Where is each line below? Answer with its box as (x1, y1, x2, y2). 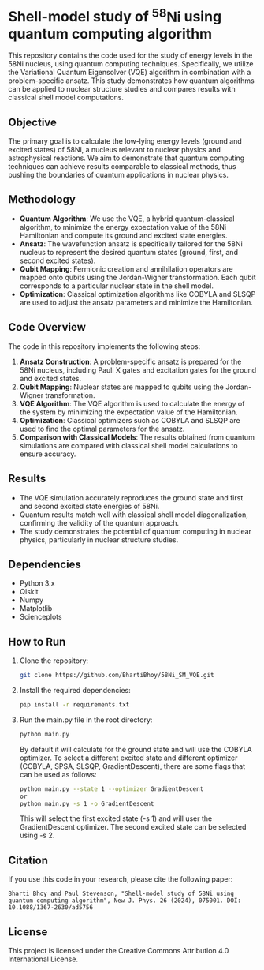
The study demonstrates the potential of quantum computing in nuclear (19, 526, 252, 536)
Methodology (8, 193, 76, 206)
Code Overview (8, 320, 87, 334)
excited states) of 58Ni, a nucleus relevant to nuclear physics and (8, 145, 221, 155)
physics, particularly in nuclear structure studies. (19, 534, 179, 545)
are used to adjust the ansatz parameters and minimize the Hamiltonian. (19, 298, 254, 307)
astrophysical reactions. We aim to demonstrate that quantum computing (8, 153, 245, 163)
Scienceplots (19, 612, 62, 622)
